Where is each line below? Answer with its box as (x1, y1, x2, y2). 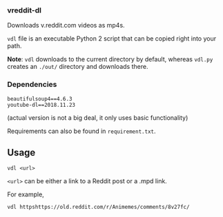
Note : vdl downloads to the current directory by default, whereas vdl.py (7, 55, 213, 63)
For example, (7, 190, 45, 198)
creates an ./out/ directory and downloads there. (7, 63, 148, 71)
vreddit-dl (7, 6, 41, 15)
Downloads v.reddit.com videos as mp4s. (7, 21, 126, 30)
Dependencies (7, 80, 57, 90)
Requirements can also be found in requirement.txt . (7, 127, 156, 135)
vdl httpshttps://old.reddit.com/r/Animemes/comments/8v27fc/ (7, 204, 190, 211)
